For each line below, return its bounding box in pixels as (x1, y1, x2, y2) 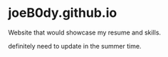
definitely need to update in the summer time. (8, 42, 142, 50)
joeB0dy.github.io (8, 5, 117, 21)
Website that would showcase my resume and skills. (8, 28, 162, 37)
